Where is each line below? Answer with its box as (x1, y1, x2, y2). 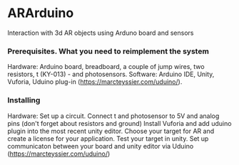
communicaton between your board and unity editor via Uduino (7, 142, 194, 150)
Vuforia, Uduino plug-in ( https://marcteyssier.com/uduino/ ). (7, 78, 183, 86)
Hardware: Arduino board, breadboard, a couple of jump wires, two (7, 63, 205, 71)
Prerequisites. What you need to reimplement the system (7, 46, 209, 56)
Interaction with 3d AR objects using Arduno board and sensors (7, 28, 194, 37)
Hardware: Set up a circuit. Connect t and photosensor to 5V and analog (7, 112, 220, 120)
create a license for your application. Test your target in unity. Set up (7, 134, 209, 143)
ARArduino (7, 5, 74, 21)
